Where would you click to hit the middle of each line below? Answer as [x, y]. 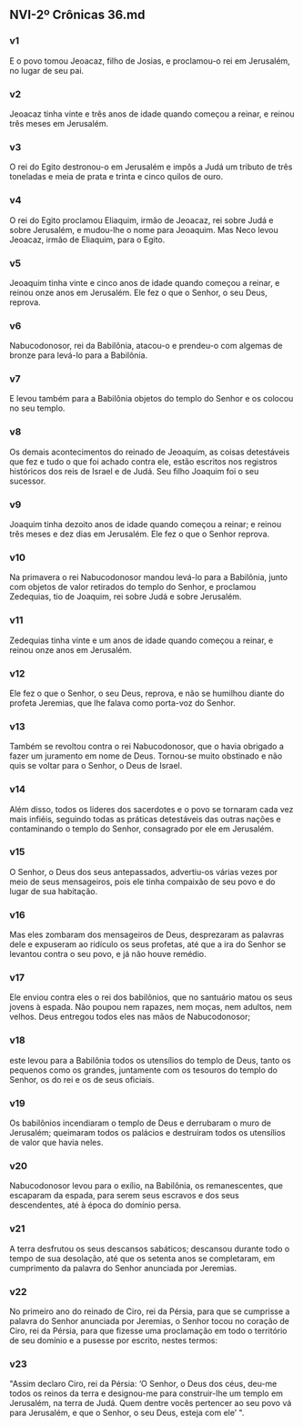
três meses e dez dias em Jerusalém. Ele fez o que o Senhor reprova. [140, 534]
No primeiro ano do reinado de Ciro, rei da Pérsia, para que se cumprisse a [150, 1311]
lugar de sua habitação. [54, 891]
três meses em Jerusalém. [59, 123]
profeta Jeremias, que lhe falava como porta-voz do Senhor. [123, 703]
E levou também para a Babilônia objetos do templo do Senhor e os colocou [151, 399]
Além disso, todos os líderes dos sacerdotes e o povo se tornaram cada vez [151, 809]
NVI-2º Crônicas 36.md [77, 15]
